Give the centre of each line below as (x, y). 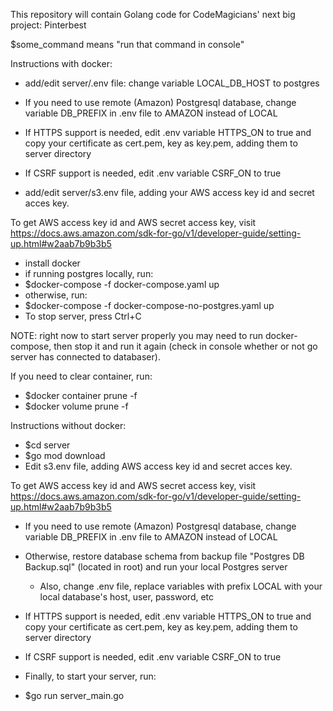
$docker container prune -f (81, 395)
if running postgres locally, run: (89, 273)
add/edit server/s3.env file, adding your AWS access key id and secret (169, 192)
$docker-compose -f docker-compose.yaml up (122, 284)
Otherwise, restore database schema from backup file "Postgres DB (164, 556)
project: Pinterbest (48, 25)
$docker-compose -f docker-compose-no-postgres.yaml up (149, 305)
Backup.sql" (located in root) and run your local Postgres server (156, 567)
